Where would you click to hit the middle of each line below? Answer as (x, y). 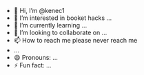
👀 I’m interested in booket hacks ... (63, 18)
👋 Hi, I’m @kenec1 (39, 11)
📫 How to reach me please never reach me (75, 40)
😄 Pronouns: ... (36, 57)
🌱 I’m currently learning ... (50, 25)
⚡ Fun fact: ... (32, 65)
